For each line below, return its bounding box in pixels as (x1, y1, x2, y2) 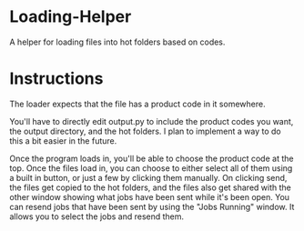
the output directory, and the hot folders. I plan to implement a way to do (9, 126, 281, 136)
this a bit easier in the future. (9, 135, 117, 146)
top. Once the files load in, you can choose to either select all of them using (9, 162, 293, 174)
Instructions (9, 68, 104, 89)
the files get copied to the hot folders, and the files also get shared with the (9, 182, 291, 193)
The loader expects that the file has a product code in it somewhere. (9, 98, 266, 109)
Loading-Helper (9, 6, 132, 27)
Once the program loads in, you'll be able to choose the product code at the (9, 153, 294, 164)
